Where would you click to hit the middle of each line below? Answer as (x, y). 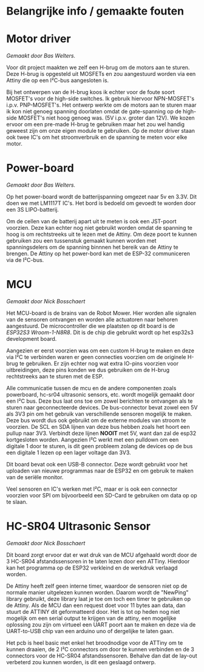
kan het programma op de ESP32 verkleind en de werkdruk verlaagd (92, 568)
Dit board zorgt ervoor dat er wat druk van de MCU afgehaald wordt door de (102, 555)
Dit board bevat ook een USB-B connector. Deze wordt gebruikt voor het (97, 464)
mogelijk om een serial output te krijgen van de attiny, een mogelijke (91, 618)
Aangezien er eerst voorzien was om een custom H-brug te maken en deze (100, 351)
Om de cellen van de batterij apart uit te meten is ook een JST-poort (92, 221)
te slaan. (17, 502)
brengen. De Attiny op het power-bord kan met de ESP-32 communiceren (98, 254)
